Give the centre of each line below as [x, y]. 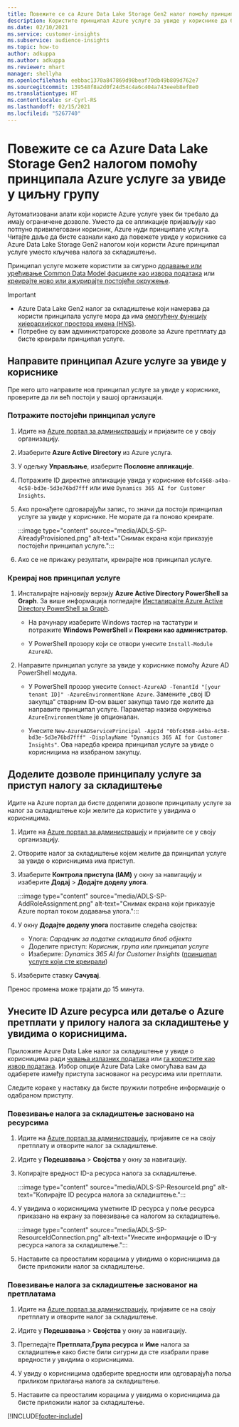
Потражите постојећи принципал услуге [81, 416]
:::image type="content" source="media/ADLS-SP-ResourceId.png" [117, 1187]
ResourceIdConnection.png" [59, 1237]
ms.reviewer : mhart [36, 67]
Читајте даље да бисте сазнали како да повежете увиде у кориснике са [117, 237]
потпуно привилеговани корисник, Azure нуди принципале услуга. [108, 229]
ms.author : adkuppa [36, 61]
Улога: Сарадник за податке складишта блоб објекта [110, 938]
